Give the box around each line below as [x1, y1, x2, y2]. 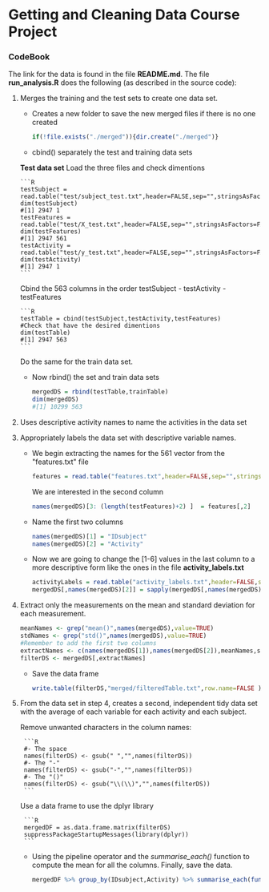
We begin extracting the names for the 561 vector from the [31, 448, 226, 458]
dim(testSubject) [19, 200, 78, 208]
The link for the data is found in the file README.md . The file [8, 70, 210, 79]
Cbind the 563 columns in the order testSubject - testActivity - [19, 284, 227, 293]
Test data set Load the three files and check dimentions [19, 163, 206, 173]
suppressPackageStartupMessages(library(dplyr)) [23, 831, 190, 839]
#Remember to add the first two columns [19, 639, 157, 647]
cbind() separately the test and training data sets [31, 147, 193, 157]
